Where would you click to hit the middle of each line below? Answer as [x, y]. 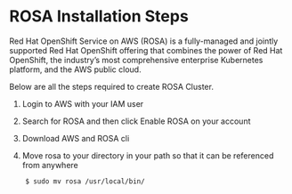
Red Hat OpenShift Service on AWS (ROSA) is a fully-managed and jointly [144, 41]
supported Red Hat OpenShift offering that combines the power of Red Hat [146, 50]
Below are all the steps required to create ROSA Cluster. [111, 86]
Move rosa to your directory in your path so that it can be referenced [148, 155]
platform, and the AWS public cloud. [75, 69]
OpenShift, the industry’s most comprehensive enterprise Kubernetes [136, 60]
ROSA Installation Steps [99, 16]
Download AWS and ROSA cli [76, 138]
